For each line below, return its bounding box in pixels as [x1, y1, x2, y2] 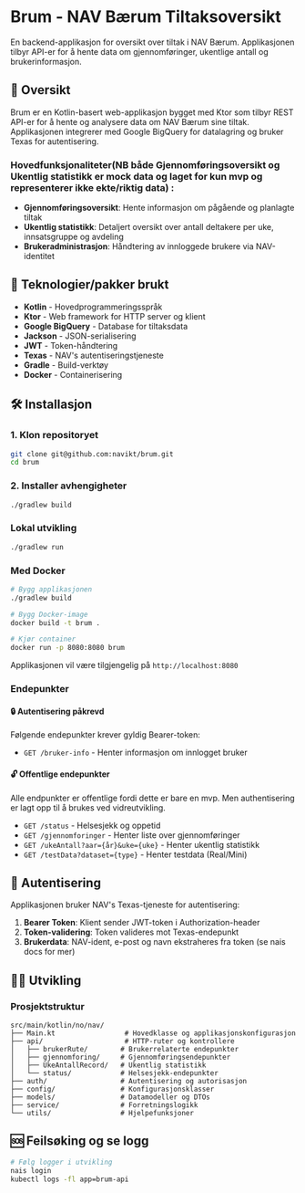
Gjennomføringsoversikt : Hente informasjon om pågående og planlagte [23, 203, 295, 214]
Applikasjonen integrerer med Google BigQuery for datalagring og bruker [10, 126, 284, 137]
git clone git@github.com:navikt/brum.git [10, 449, 174, 458]
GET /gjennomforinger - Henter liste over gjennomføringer [23, 829, 240, 841]
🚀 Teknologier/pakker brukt [10, 277, 169, 293]
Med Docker [10, 564, 66, 577]
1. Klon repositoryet [10, 429, 99, 442]
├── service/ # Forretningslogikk [10, 1101, 198, 1110]
